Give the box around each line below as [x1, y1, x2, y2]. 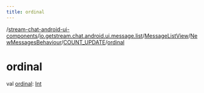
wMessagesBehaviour [6, 38, 62, 46]
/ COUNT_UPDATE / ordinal [61, 38, 124, 46]
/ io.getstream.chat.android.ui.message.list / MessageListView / [37, 32, 191, 40]
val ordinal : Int [6, 80, 42, 87]
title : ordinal [6, 9, 45, 15]
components [6, 32, 38, 40]
